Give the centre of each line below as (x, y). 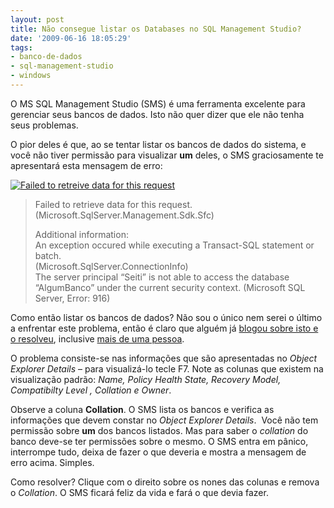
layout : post (37, 19)
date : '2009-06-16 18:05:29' (71, 38)
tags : (21, 47)
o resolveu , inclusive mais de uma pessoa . (97, 338)
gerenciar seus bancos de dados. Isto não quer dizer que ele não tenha (157, 114)
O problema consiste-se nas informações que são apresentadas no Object (164, 358)
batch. (48, 255)
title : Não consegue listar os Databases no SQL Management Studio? (156, 29)
